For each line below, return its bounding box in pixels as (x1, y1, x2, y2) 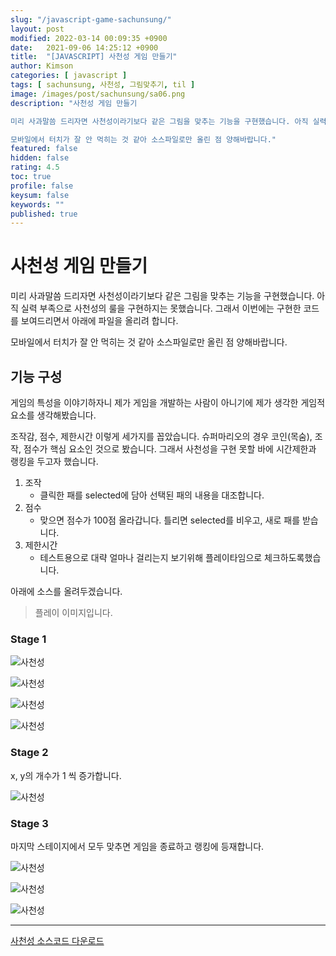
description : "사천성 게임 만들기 (10, 98, 138, 108)
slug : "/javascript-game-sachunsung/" (10, 14, 172, 25)
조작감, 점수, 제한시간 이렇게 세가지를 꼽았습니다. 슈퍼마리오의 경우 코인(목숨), (10, 431, 313, 442)
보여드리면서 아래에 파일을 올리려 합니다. (20, 315, 179, 327)
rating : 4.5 (10, 162, 60, 173)
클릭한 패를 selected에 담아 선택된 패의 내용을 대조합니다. (39, 489, 265, 501)
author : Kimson (10, 61, 74, 71)
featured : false (10, 144, 78, 154)
